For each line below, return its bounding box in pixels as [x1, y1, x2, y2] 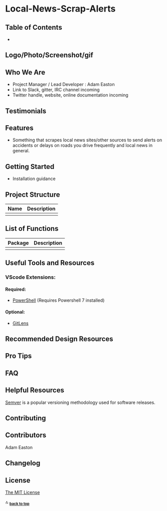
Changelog [5, 459, 41, 468]
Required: [5, 286, 26, 292]
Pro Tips [5, 352, 32, 360]
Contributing [5, 413, 46, 422]
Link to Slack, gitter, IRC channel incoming [12, 87, 100, 93]
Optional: [5, 309, 25, 315]
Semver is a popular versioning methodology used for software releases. [5, 399, 155, 405]
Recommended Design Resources [5, 334, 114, 343]
